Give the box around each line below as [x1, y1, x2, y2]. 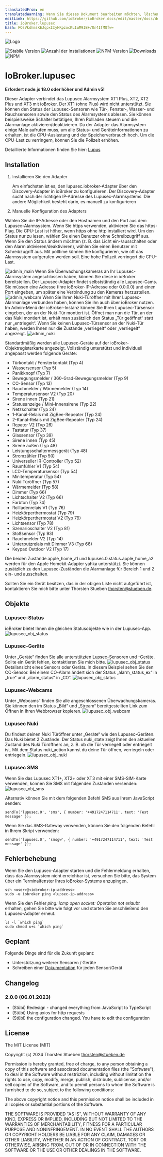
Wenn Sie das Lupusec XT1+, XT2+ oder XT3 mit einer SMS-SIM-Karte [5, 775, 147, 781]
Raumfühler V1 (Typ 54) [12, 463, 60, 469]
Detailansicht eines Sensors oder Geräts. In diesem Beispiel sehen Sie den [5, 664, 154, 670]
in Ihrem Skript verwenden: [5, 828, 59, 834]
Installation [5, 161, 40, 169]
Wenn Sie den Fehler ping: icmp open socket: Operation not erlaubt [5, 900, 140, 906]
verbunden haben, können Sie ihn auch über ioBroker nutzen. [31, 299, 154, 305]
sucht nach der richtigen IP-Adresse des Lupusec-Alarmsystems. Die [12, 193, 150, 199]
